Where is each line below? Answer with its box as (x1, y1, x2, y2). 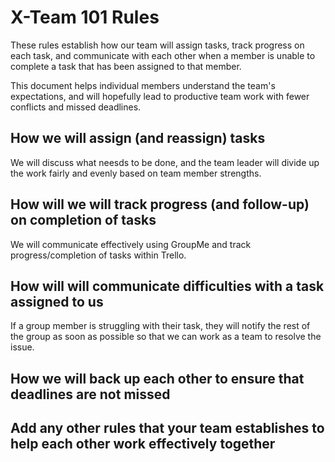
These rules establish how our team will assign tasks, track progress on (10, 39, 305, 51)
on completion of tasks (10, 212, 157, 229)
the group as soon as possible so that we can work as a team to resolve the (10, 331, 322, 343)
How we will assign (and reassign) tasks (10, 130, 266, 147)
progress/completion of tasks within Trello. (10, 249, 187, 261)
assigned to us (10, 293, 104, 310)
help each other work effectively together (10, 436, 276, 453)
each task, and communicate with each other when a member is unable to (10, 49, 316, 61)
